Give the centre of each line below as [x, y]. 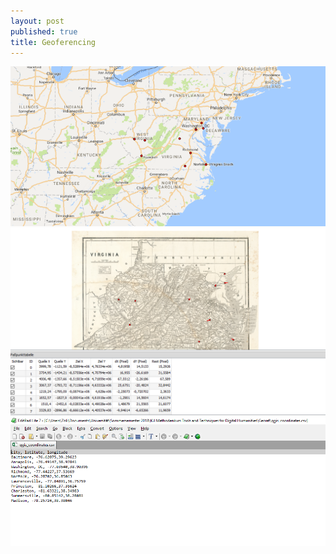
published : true [44, 31]
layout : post [37, 21]
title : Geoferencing [53, 42]
